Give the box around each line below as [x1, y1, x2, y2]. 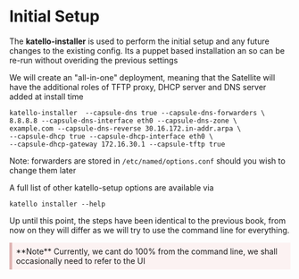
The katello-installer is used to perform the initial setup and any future [9, 36, 270, 46]
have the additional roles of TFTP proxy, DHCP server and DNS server [9, 81, 267, 92]
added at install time [9, 91, 84, 102]
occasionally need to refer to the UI [16, 255, 145, 266]
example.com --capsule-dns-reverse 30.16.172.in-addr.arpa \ [9, 123, 242, 133]
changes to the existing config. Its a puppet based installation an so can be [9, 45, 286, 55]
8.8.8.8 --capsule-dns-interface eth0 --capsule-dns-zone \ [9, 116, 238, 125]
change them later [9, 165, 77, 175]
